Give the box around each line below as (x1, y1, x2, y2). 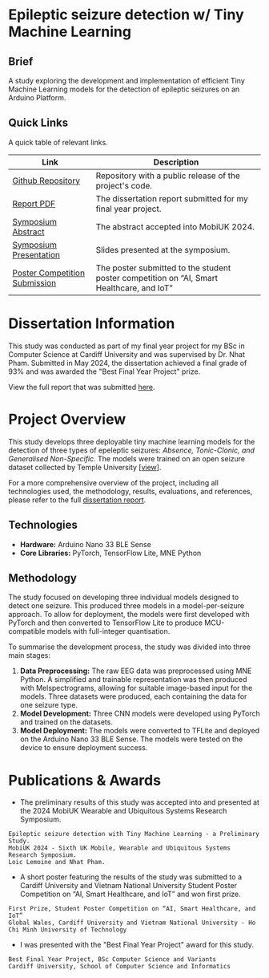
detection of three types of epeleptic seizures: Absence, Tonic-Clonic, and (8, 445, 255, 455)
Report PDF (12, 198, 56, 209)
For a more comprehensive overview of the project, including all (8, 477, 219, 487)
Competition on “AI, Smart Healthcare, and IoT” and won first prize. (19, 889, 242, 899)
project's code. (95, 180, 153, 191)
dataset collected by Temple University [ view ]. (8, 462, 162, 472)
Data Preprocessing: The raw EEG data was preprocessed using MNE (19, 666, 252, 676)
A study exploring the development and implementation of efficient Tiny (8, 76, 246, 85)
